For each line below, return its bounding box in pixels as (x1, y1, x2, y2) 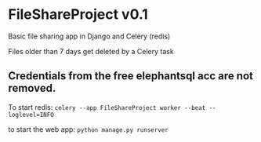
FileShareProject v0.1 (8, 5, 149, 24)
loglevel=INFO (8, 111, 55, 118)
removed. (8, 82, 56, 95)
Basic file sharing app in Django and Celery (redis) (8, 31, 171, 41)
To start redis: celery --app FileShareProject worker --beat (8, 102, 206, 111)
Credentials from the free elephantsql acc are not (8, 69, 253, 83)
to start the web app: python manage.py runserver (8, 124, 169, 134)
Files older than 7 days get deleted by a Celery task (8, 46, 174, 56)
